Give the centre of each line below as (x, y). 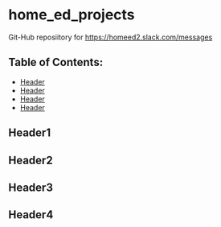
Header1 (29, 133)
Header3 (31, 187)
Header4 (31, 215)
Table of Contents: (56, 62)
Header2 (31, 160)
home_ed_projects (72, 15)
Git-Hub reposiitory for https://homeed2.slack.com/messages (110, 37)
